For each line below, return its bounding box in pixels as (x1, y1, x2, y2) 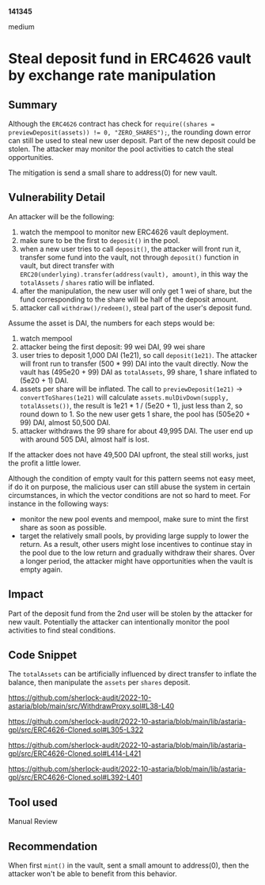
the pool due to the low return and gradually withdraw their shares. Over (19, 548, 256, 557)
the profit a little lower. (8, 458, 81, 468)
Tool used (8, 796, 58, 809)
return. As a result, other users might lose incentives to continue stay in (19, 539, 253, 549)
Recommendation (8, 839, 97, 853)
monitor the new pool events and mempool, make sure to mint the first (19, 514, 249, 523)
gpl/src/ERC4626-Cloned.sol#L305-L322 (8, 725, 144, 735)
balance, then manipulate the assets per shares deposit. (8, 678, 191, 687)
